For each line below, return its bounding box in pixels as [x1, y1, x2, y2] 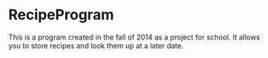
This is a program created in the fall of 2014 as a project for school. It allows [8, 32, 260, 42]
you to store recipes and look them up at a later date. [8, 40, 183, 50]
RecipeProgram [8, 6, 114, 24]
